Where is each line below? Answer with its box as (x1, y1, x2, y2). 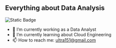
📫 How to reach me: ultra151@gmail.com (12, 37, 96, 43)
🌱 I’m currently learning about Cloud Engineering (12, 31, 112, 37)
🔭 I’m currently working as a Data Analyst (12, 26, 96, 32)
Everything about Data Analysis (5, 4, 105, 12)
